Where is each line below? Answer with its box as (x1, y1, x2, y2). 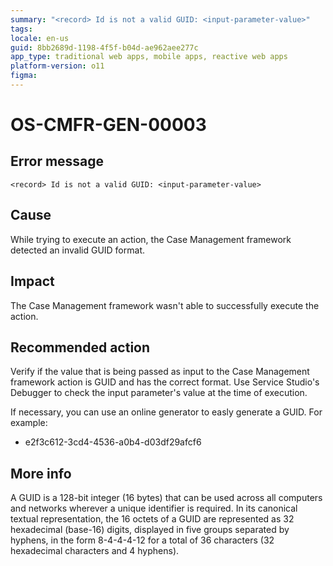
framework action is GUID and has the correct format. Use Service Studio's (10, 376, 320, 388)
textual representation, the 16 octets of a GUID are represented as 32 (10, 513, 295, 525)
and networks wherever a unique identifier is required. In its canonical (10, 502, 298, 515)
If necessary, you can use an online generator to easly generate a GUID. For (10, 406, 323, 418)
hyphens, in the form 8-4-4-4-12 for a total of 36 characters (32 (10, 534, 275, 546)
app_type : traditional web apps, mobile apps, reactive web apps (10, 52, 288, 62)
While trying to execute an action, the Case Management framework (10, 233, 292, 245)
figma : (10, 71, 38, 81)
